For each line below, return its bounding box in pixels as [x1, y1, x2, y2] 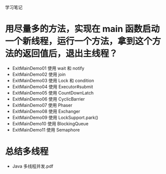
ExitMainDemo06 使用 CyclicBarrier [12, 96, 85, 102]
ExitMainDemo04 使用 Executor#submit [12, 83, 93, 90]
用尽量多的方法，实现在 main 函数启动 [5, 24, 160, 35]
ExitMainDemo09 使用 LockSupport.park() [12, 114, 99, 120]
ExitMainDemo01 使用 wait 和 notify [12, 65, 85, 71]
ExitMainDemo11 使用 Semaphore [12, 127, 80, 133]
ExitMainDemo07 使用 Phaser [12, 102, 73, 108]
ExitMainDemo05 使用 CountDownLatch [12, 90, 94, 96]
